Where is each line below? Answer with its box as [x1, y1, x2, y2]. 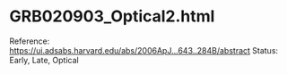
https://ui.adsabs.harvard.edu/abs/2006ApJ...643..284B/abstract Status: [9, 45, 279, 55]
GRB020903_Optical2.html [9, 6, 215, 27]
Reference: [9, 36, 50, 46]
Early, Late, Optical [9, 54, 79, 65]
